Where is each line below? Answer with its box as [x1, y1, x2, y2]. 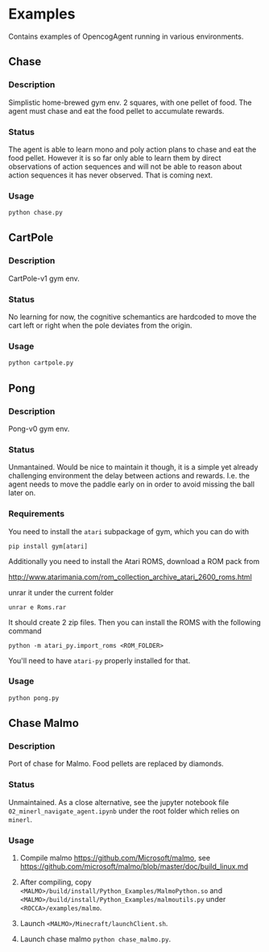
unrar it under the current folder [8, 587, 114, 597]
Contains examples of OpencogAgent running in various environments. [8, 31, 244, 41]
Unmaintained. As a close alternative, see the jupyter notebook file [8, 797, 230, 807]
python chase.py [8, 209, 63, 217]
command [8, 626, 42, 636]
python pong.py [8, 694, 60, 702]
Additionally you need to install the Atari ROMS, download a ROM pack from [8, 556, 260, 566]
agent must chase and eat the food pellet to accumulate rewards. [8, 106, 225, 115]
